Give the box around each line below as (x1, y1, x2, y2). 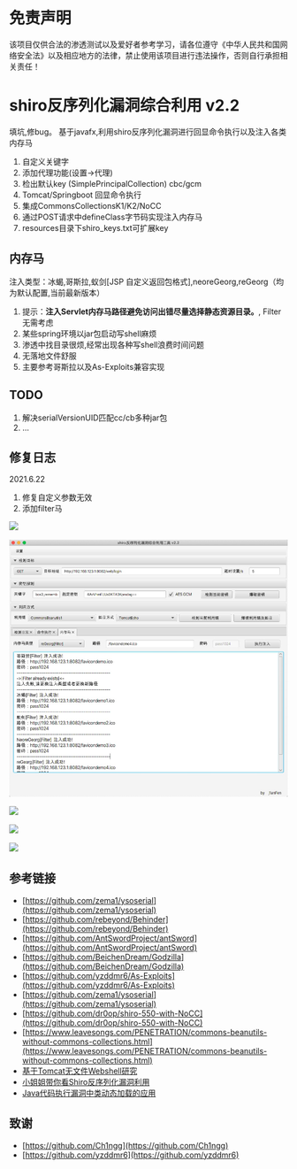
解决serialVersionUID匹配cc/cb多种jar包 (21, 412, 168, 423)
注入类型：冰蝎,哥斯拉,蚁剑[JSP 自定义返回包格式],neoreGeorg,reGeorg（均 (9, 276, 285, 287)
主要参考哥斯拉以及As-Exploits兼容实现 (21, 361, 165, 372)
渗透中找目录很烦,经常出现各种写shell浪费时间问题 (21, 339, 205, 350)
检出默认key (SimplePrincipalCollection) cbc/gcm (21, 178, 202, 188)
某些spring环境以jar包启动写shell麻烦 (21, 328, 157, 339)
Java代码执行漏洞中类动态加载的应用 (21, 1088, 156, 1098)
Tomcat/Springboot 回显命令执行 (21, 189, 142, 200)
